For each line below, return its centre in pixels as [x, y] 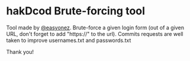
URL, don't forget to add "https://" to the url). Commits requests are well [95, 33]
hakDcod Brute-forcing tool [76, 11]
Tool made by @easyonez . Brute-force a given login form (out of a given [95, 28]
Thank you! [20, 51]
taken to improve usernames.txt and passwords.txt [69, 40]
